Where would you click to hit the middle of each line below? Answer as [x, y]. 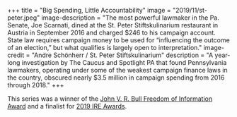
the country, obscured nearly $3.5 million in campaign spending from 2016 [116, 78]
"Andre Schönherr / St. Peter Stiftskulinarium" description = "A [122, 55]
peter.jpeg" [24, 18]
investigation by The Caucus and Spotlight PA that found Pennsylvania [124, 62]
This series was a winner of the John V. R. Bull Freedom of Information [110, 99]
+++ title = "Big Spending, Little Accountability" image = [89, 10]
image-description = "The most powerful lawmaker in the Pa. [130, 18]
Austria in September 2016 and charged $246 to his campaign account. [111, 32]
